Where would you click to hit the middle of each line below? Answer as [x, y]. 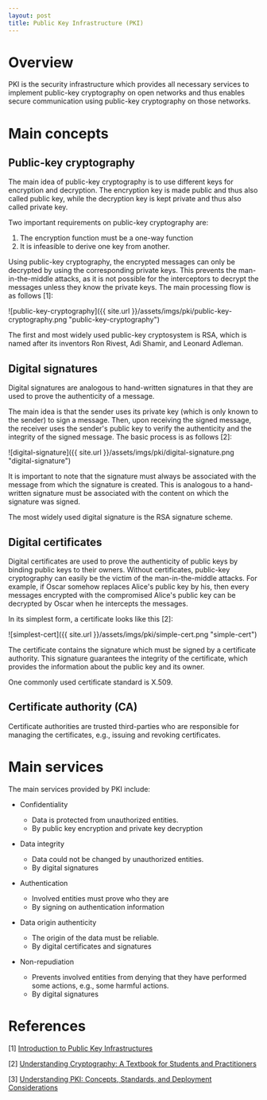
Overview [41, 62]
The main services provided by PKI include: [79, 789]
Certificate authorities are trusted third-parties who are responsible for [124, 726]
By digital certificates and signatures [92, 946]
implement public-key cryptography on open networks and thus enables [126, 93]
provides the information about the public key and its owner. [106, 667]
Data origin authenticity [58, 922]
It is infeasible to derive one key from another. [95, 247]
